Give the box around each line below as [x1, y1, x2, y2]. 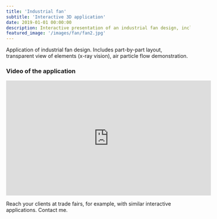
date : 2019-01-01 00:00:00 [6, 19, 72, 25]
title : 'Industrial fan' [6, 8, 67, 15]
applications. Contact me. [6, 207, 68, 214]
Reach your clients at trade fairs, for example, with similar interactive [6, 200, 171, 207]
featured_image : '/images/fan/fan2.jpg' [6, 30, 106, 36]
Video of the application [6, 67, 76, 75]
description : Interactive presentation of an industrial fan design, [6, 25, 180, 31]
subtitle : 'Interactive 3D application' [6, 14, 106, 20]
